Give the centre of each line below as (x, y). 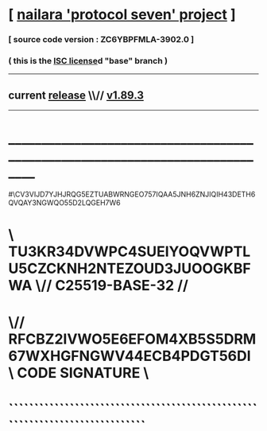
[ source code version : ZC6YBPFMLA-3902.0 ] (101, 40)
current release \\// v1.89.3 (76, 95)
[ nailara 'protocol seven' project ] (122, 15)
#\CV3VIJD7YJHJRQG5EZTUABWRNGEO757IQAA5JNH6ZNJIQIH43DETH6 (132, 194)
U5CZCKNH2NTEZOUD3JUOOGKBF (130, 269)
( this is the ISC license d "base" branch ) (88, 61)
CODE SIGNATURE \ (83, 373)
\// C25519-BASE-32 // (112, 286)
